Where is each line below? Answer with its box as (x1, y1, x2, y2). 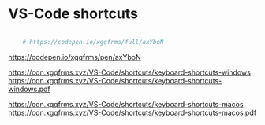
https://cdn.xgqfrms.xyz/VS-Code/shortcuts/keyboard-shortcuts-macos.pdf (8, 108, 257, 117)
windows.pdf (8, 84, 51, 94)
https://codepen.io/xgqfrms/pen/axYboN (8, 52, 141, 61)
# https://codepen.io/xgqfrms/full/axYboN (22, 38, 164, 46)
